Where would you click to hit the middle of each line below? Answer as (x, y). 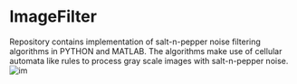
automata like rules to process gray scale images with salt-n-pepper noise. (149, 61)
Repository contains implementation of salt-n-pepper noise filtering (135, 42)
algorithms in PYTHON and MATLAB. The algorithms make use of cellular (146, 51)
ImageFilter (53, 17)
